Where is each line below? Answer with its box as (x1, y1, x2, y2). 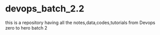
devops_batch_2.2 (5, 3, 85, 14)
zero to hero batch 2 (5, 24, 48, 30)
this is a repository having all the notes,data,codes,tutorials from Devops (5, 19, 155, 25)
